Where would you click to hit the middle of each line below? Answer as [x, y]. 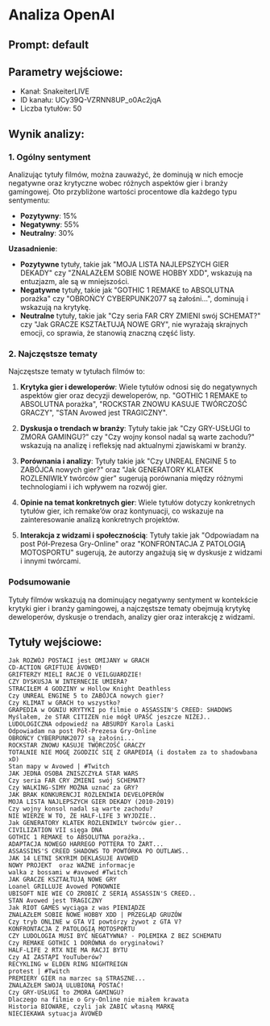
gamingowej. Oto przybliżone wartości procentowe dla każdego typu [123, 192]
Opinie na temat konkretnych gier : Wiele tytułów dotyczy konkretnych [137, 503]
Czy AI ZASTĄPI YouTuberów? [56, 957]
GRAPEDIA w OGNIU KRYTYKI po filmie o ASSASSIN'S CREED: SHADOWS [120, 710]
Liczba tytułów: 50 [51, 109]
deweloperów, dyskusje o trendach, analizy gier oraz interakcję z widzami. [132, 617]
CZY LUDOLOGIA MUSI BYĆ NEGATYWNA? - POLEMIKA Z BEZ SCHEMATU [115, 936]
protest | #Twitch [39, 972]
